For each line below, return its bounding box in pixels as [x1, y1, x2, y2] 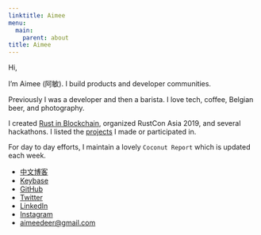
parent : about [22, 33, 69, 42]
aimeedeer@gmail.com [19, 218, 96, 228]
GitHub [19, 184, 44, 194]
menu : [8, 19, 26, 27]
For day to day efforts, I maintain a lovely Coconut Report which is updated [8, 142, 251, 152]
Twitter [19, 193, 44, 203]
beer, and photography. [8, 104, 85, 113]
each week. [8, 151, 46, 161]
